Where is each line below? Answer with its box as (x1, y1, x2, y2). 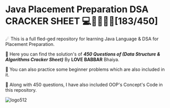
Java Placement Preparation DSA (5, 4, 149, 15)
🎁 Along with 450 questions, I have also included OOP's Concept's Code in (5, 82, 163, 88)
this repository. (5, 87, 37, 93)
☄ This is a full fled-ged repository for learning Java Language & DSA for (5, 36, 159, 42)
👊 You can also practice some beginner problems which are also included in (5, 66, 165, 72)
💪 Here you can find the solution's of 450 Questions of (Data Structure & (5, 51, 161, 57)
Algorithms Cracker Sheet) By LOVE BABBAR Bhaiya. (5, 56, 119, 62)
